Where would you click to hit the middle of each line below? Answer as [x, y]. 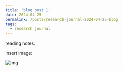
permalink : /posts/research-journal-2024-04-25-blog [62, 19]
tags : [11, 24]
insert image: [19, 53]
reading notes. [20, 43]
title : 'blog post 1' [28, 10]
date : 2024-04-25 [23, 15]
